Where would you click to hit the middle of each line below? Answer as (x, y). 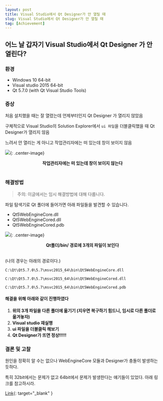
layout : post (18, 10)
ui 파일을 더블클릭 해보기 (36, 329)
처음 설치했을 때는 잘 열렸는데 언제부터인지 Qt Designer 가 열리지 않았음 (74, 115)
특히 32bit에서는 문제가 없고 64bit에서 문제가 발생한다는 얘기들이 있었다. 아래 (79, 377)
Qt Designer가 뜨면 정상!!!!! (39, 335)
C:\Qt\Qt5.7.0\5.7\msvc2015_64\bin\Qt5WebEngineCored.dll (66, 279)
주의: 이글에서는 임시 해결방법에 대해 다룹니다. (61, 194)
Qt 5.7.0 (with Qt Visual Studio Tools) (49, 90)
